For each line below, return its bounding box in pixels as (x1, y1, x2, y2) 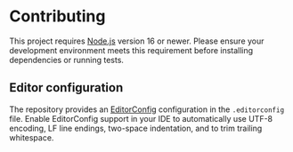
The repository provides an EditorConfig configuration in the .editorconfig (9, 104, 285, 115)
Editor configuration (9, 80, 124, 95)
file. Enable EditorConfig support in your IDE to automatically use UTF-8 (9, 113, 273, 124)
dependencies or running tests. (9, 54, 125, 65)
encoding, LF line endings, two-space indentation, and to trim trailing (9, 123, 263, 133)
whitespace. (9, 132, 54, 143)
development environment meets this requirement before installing (9, 44, 254, 55)
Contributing (9, 6, 106, 27)
